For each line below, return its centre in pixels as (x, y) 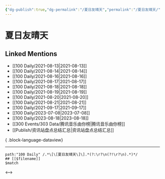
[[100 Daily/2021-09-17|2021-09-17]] (49, 107)
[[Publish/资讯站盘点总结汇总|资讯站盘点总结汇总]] (63, 130)
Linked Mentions (31, 54)
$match (12, 163)
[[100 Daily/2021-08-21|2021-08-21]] (49, 102)
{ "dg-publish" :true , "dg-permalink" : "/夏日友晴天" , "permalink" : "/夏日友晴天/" (83, 10)
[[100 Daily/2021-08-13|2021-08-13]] (49, 66)
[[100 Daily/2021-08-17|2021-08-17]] (49, 81)
